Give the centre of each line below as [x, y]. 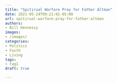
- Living [14, 55]
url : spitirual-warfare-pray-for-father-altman [55, 19]
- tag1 [12, 64]
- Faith [13, 50]
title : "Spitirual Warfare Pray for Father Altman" [59, 10]
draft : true [17, 69]
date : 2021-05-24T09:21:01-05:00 [39, 14]
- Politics [16, 46]
